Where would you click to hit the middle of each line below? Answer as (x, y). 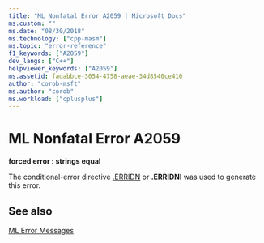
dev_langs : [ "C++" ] (41, 62)
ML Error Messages (41, 230)
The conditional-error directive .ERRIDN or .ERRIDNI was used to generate (132, 177)
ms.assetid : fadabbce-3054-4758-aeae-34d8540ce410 (96, 76)
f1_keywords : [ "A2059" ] (49, 53)
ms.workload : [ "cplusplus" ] (56, 99)
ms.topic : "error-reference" (57, 46)
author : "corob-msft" (45, 83)
